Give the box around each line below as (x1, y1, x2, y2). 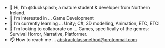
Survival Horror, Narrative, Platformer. (9, 31, 88, 37)
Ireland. (9, 10, 26, 16)
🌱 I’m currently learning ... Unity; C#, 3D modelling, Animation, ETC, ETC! (9, 20, 160, 26)
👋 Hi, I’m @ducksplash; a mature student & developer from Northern (9, 5, 150, 10)
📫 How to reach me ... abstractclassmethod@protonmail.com (9, 37, 137, 42)
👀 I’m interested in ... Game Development (9, 15, 94, 21)
